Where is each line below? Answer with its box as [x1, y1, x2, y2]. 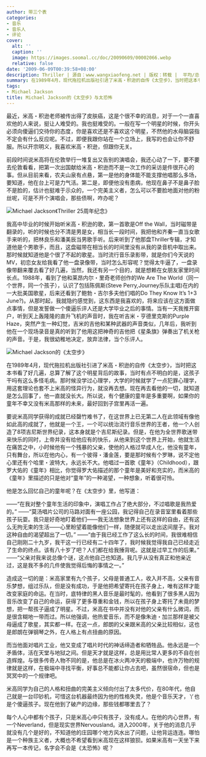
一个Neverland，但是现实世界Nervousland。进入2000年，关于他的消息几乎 [6, 721, 196, 728]
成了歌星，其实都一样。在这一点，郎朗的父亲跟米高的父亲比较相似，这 [17, 620, 194, 628]
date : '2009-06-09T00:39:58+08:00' [6, 66, 97, 72]
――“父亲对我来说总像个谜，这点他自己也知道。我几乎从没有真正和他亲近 [6, 553, 192, 561]
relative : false [12, 60, 53, 66]
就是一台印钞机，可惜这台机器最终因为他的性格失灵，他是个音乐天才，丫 [11, 693, 194, 700]
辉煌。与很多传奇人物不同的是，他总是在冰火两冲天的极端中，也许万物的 [11, 656, 194, 664]
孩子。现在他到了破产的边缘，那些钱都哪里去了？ [27, 700, 151, 707]
